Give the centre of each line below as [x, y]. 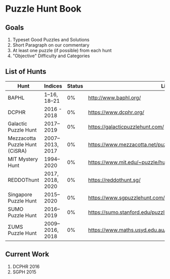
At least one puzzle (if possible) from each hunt [62, 50]
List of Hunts [26, 72]
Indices [53, 86]
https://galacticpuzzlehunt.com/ [126, 127]
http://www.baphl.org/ [114, 98]
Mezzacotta [22, 138]
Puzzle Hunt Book [44, 9]
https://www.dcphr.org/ [116, 112]
